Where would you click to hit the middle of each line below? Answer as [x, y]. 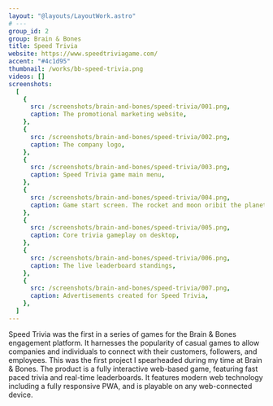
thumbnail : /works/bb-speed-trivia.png [76, 69]
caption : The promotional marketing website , [108, 115]
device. [21, 395]
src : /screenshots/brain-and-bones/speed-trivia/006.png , [130, 258]
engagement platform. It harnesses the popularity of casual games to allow [134, 343]
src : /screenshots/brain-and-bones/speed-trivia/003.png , [130, 168]
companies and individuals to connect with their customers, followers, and [133, 351]
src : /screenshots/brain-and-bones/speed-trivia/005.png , [130, 228]
